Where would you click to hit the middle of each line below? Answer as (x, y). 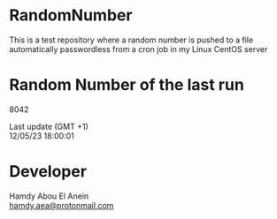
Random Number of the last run (127, 85)
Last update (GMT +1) (49, 126)
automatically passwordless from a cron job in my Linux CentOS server (138, 49)
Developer (48, 172)
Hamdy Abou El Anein (49, 196)
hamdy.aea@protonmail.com (62, 205)
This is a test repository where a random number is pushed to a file (131, 40)
